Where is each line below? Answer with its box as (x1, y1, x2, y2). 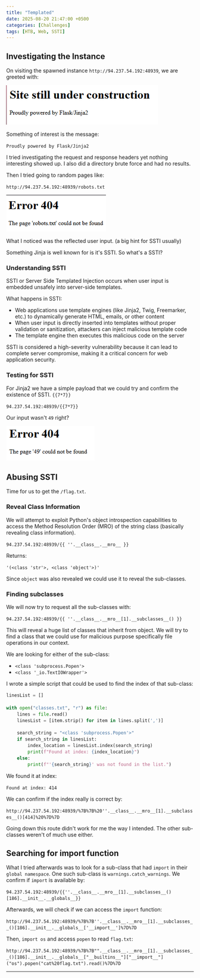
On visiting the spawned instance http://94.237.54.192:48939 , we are (6, 67, 179, 74)
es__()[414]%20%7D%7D (6, 814, 60, 820)
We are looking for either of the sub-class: (6, 651, 110, 658)
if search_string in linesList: (17, 736, 97, 742)
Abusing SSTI (6, 472, 58, 482)
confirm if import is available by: (6, 877, 85, 884)
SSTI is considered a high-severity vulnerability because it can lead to (6, 343, 178, 351)
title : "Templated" (6, 10, 55, 15)
